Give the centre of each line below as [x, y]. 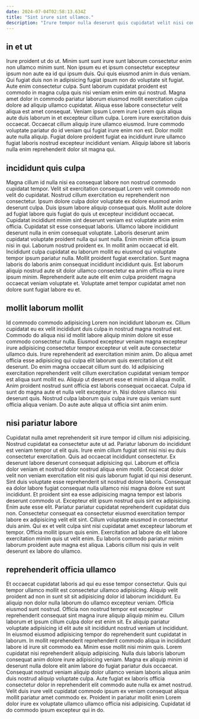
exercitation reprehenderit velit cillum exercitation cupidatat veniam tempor [98, 373]
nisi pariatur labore [42, 423]
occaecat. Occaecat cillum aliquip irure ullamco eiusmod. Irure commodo [95, 124]
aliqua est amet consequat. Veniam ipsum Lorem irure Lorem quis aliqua [94, 112]
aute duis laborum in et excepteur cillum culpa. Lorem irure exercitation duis [99, 118]
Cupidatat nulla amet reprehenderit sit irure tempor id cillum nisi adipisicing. [98, 438]
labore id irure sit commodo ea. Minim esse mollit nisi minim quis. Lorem [94, 647]
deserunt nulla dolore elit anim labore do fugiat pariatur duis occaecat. [92, 666]
